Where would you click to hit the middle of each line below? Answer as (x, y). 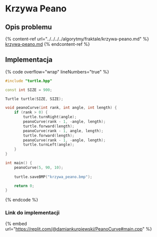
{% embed (16, 224)
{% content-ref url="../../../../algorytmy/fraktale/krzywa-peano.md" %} (77, 39)
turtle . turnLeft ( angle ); (49, 145)
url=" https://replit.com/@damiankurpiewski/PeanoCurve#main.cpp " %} (78, 229)
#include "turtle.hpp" (29, 81)
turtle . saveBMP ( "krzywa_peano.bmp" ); (53, 177)
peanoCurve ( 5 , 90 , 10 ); (39, 167)
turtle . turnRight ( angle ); (50, 117)
